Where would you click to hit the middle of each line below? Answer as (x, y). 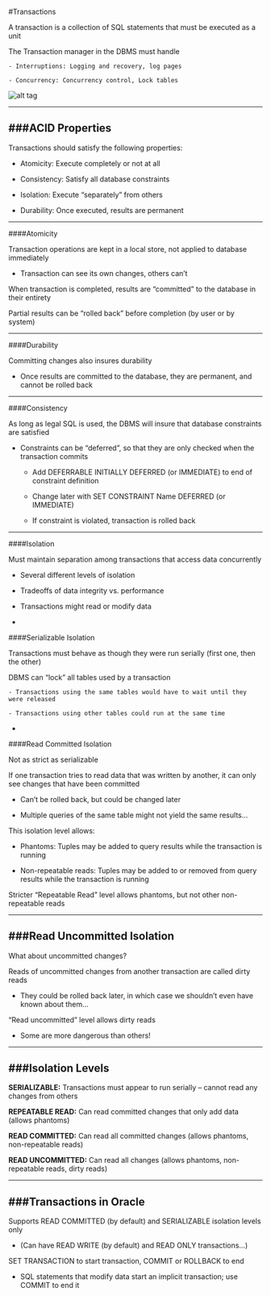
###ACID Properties (60, 128)
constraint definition (65, 480)
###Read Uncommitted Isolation (92, 936)
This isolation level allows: (52, 830)
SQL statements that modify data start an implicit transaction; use (129, 1277)
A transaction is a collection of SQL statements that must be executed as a (132, 27)
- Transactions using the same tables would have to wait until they (128, 692)
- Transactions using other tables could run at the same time (117, 713)
